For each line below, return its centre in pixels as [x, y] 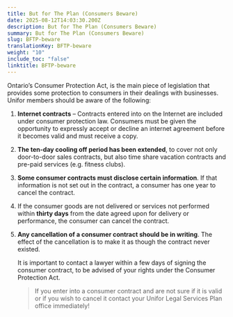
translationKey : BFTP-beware [49, 46]
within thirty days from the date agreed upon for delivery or [103, 213]
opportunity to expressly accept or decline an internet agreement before [121, 128]
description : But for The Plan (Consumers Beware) [82, 26]
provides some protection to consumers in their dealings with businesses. [113, 93]
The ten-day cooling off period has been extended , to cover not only [117, 149]
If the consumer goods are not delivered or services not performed [113, 206]
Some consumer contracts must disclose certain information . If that [117, 178]
